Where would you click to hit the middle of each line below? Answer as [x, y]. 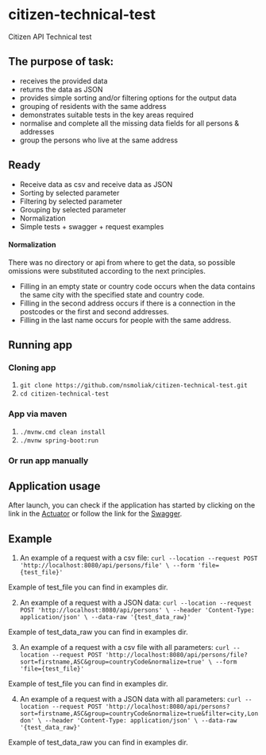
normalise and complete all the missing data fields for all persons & [129, 123]
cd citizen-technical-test [64, 394]
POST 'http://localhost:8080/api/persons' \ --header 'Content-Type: [137, 610]
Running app [40, 345]
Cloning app [32, 368]
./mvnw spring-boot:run [59, 440]
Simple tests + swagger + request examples [92, 226]
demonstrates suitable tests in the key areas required [107, 115]
